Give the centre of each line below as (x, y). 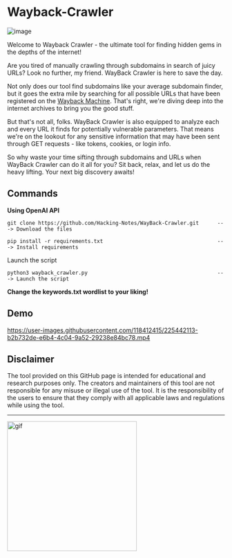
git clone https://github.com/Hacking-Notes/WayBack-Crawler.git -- (116, 223)
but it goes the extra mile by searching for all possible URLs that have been (114, 93)
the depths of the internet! (44, 52)
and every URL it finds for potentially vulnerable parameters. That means (110, 129)
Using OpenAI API (33, 210)
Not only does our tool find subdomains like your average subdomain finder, (115, 86)
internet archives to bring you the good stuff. (71, 108)
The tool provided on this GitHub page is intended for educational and (106, 376)
